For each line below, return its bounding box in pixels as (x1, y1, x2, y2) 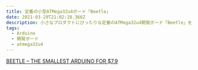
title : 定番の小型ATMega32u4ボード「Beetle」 (6, 8, 111, 15)
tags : (6, 25, 19, 31)
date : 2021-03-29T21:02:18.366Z (6, 14, 85, 20)
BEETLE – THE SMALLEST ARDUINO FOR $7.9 (6, 57, 118, 65)
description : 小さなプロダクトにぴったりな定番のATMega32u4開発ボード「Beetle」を (6, 19, 193, 25)
